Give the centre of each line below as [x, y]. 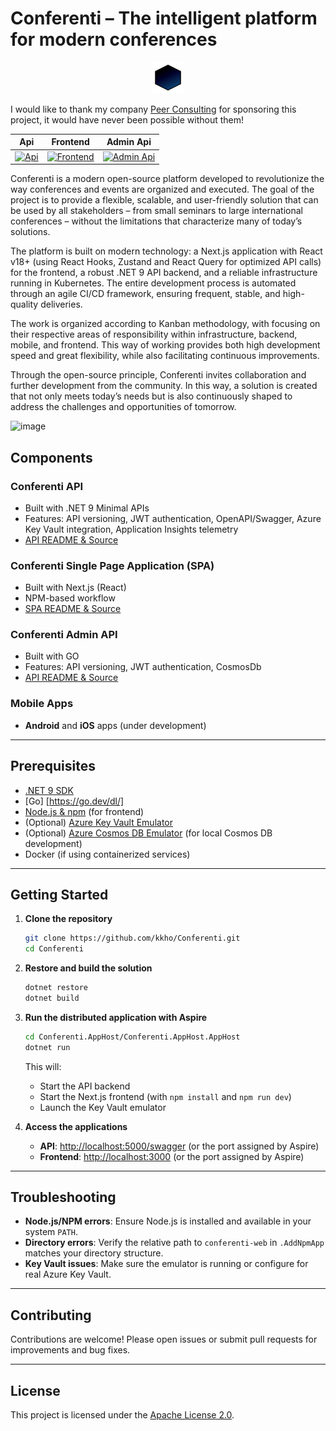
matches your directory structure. [94, 1253]
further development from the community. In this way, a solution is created [164, 386]
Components [51, 457]
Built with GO [52, 656]
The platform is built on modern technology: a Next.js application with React [166, 251]
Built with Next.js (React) [75, 588]
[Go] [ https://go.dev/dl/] [74, 801]
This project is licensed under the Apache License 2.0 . [122, 1415]
